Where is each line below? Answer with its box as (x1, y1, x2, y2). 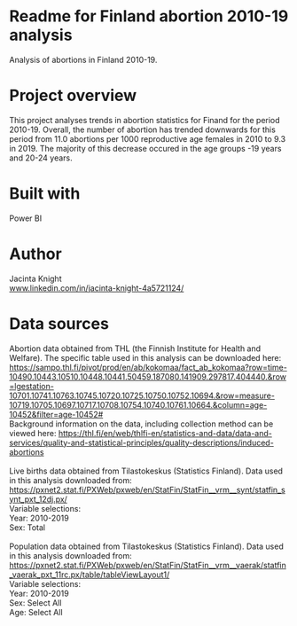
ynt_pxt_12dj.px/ (9, 494, 68, 505)
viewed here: (9, 427, 57, 438)
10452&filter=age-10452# (9, 409, 104, 419)
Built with (9, 184, 81, 204)
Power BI (9, 213, 43, 223)
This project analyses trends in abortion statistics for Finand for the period (9, 114, 281, 125)
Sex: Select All (9, 597, 62, 608)
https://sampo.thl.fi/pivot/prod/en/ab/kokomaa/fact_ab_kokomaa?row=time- (9, 362, 288, 372)
